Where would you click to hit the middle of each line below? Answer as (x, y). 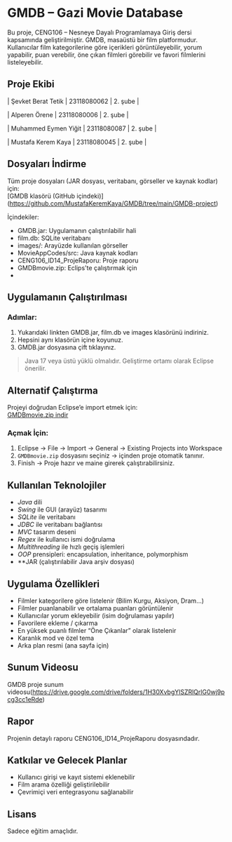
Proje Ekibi (31, 85)
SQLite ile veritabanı (46, 517)
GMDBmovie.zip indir (38, 415)
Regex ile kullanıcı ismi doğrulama (66, 540)
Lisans (22, 814)
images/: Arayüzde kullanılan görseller (73, 245)
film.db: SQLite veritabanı (54, 238)
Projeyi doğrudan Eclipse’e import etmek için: (73, 408)
